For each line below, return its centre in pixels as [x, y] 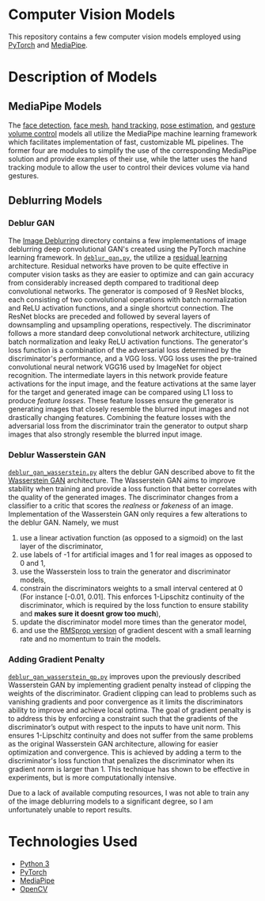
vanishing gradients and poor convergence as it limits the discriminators [126, 702]
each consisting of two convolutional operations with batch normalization [128, 300]
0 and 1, [32, 563]
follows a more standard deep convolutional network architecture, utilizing [129, 333]
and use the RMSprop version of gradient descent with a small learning [135, 630]
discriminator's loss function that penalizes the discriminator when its [121, 761]
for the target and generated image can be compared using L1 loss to [121, 392]
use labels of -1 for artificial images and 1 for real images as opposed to [136, 554]
